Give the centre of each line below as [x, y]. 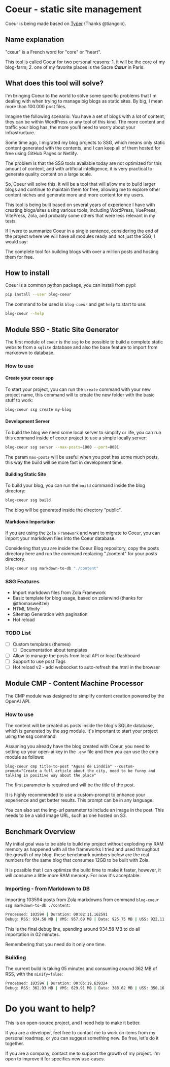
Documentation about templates [54, 650]
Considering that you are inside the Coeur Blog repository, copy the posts [82, 548]
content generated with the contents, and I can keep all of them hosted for [83, 148]
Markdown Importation [30, 522]
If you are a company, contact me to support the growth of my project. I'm [83, 1053]
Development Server [27, 421]
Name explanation [35, 40]
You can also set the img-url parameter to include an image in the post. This [84, 810]
